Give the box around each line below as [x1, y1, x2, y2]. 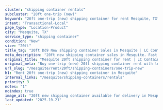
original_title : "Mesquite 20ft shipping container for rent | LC [5, 57, 142, 62]
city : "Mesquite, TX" [5, 30, 49, 35]
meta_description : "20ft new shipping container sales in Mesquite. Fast [5, 52, 158, 57]
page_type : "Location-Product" [5, 25, 68, 30]
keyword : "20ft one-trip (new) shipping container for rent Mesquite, [5, 16, 151, 21]
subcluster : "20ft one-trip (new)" [5, 12, 77, 17]
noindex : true [5, 89, 34, 93]
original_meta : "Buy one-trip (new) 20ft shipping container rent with [5, 61, 153, 66]
